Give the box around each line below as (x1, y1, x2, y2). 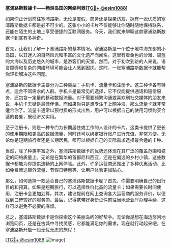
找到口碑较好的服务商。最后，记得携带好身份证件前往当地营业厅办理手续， (5, 197, 161, 203)
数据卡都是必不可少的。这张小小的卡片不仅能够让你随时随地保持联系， (18, 22, 166, 28)
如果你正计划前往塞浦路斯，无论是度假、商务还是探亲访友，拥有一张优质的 (5, 16, 161, 22)
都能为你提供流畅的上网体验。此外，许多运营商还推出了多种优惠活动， (14, 161, 161, 167)
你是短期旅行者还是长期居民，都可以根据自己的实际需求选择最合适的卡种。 (9, 137, 166, 143)
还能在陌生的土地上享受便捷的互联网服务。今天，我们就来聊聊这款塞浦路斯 (5, 28, 161, 35)
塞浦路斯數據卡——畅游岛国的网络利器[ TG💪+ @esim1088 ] (5, 5, 128, 11)
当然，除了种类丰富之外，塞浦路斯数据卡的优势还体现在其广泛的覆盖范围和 (5, 148, 161, 154)
